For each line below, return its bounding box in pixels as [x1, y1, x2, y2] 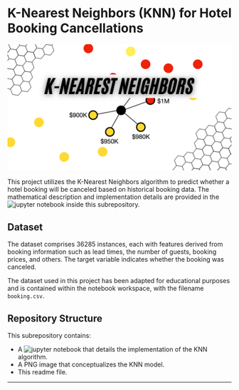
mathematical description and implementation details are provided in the [7, 193, 220, 201]
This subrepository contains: [7, 332, 91, 340]
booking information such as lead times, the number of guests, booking [7, 247, 217, 256]
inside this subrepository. [66, 200, 140, 209]
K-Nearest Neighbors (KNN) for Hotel [7, 5, 233, 21]
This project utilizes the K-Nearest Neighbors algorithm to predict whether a [7, 178, 230, 186]
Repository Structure [7, 312, 103, 324]
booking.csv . [7, 292, 45, 300]
